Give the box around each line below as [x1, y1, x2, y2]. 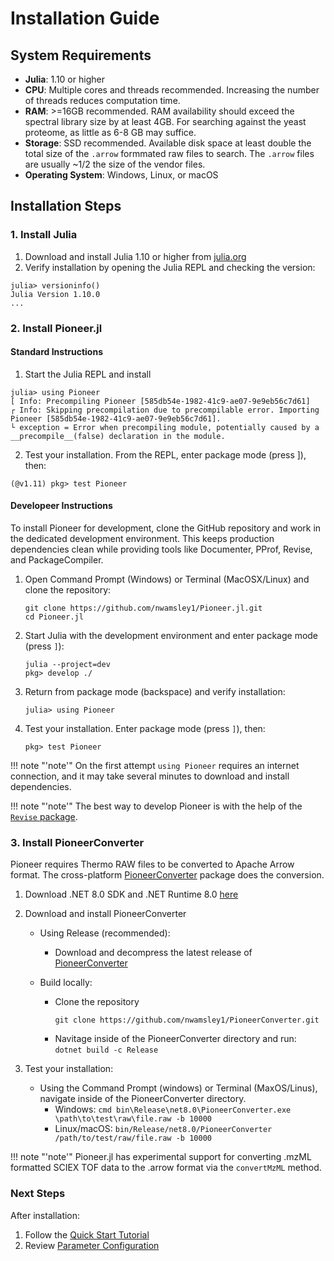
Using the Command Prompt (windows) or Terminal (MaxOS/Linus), [39, 1082, 318, 1094]
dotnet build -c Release [54, 1045, 159, 1056]
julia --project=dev [24, 660, 111, 670]
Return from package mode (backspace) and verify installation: [24, 686, 286, 698]
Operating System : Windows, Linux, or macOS [24, 169, 219, 181]
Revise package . [10, 811, 78, 823]
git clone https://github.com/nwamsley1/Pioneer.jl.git [24, 603, 263, 614]
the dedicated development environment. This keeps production [10, 533, 275, 545]
